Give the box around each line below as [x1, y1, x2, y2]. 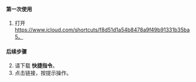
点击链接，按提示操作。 [14, 70, 72, 77]
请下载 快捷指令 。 [14, 62, 58, 69]
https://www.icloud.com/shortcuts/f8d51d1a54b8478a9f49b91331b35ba [14, 27, 190, 34]
